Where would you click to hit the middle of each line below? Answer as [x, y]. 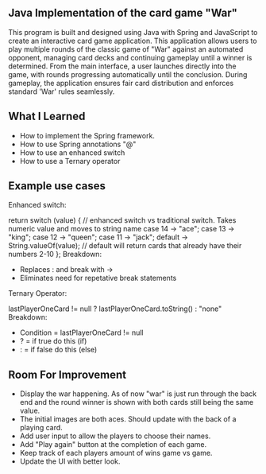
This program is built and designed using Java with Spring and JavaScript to [133, 32]
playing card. [41, 428]
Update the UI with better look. [70, 461]
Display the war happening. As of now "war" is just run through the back [138, 394]
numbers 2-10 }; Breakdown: [55, 254]
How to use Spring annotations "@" [78, 144]
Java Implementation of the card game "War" [123, 13]
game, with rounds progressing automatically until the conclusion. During [128, 74]
